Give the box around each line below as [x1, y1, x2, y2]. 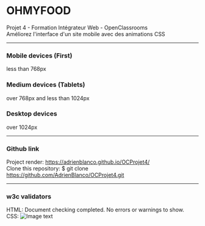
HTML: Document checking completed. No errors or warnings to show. [6, 206, 185, 214]
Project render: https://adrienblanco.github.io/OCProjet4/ [6, 158, 150, 166]
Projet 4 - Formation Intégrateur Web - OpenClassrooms [6, 24, 148, 31]
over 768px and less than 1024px [6, 94, 90, 101]
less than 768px [6, 65, 47, 73]
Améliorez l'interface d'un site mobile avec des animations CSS [6, 30, 166, 37]
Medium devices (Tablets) [6, 81, 85, 89]
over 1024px [6, 123, 38, 131]
